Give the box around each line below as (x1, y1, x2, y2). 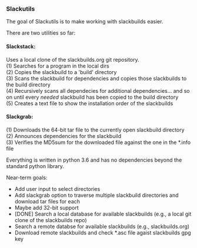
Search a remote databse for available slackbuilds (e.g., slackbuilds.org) (14, 223, 190, 230)
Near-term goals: (6, 174, 48, 181)
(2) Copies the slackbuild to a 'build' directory (6, 68, 117, 75)
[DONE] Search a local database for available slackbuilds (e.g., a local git (14, 210, 192, 217)
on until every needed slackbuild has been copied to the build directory (6, 93, 179, 100)
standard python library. (6, 162, 65, 169)
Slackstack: (6, 43, 36, 50)
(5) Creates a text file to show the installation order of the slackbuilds (6, 99, 173, 107)
